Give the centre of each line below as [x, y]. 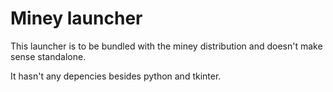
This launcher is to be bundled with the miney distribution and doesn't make [166, 46]
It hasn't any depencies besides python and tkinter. [116, 76]
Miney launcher [76, 18]
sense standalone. [48, 56]
